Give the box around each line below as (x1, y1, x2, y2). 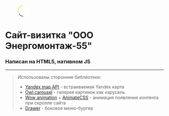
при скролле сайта (25, 100, 66, 106)
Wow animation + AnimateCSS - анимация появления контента (25, 94, 159, 100)
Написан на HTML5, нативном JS (5, 58, 91, 65)
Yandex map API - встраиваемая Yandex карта (25, 84, 125, 90)
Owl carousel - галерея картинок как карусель (25, 89, 125, 95)
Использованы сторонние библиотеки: (17, 74, 102, 80)
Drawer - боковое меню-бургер (25, 105, 94, 111)
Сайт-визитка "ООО (5, 30, 94, 41)
